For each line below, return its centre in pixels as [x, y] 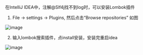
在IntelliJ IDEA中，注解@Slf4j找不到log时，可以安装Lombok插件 [70, 7]
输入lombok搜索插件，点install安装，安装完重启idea [65, 38]
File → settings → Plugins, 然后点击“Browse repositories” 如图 [75, 18]
